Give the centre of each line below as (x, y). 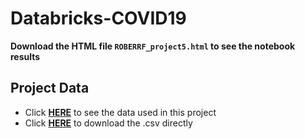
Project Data (50, 88)
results (25, 56)
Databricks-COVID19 (98, 18)
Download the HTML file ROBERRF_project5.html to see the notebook (153, 46)
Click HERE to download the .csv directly (108, 123)
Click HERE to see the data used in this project (120, 112)
